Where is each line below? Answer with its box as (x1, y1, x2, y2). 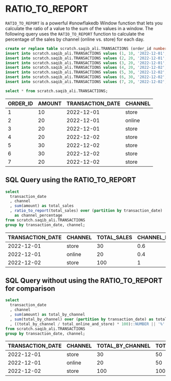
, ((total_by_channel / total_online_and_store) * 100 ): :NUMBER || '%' (10, 321, 165, 326)
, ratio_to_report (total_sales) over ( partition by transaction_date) (10, 208, 163, 213)
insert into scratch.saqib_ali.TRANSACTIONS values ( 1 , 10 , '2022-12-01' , (5, 50, 167, 56)
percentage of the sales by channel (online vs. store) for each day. (5, 36, 145, 42)
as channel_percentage (14, 213, 63, 218)
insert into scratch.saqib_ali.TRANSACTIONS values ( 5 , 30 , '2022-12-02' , (5, 70, 167, 75)
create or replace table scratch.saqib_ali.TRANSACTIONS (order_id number (5, 46, 167, 51)
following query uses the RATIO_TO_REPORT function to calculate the (5, 31, 145, 37)
